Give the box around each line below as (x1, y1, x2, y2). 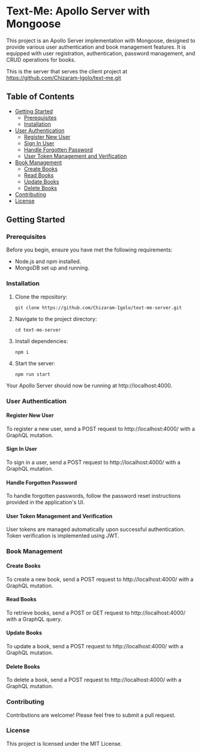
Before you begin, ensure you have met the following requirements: (6, 246, 173, 253)
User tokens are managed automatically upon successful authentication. (6, 525, 185, 533)
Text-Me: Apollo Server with (6, 4, 150, 18)
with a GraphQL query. (6, 615, 62, 622)
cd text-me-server (14, 327, 61, 333)
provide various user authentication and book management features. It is (6, 43, 186, 51)
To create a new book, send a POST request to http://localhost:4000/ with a (6, 575, 194, 583)
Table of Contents (6, 91, 75, 102)
